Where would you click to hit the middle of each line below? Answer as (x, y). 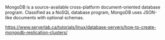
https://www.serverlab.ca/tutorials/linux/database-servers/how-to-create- (81, 27)
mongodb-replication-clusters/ (36, 32)
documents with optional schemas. (49, 18)
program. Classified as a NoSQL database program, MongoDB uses (73, 12)
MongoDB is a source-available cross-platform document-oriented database (83, 7)
